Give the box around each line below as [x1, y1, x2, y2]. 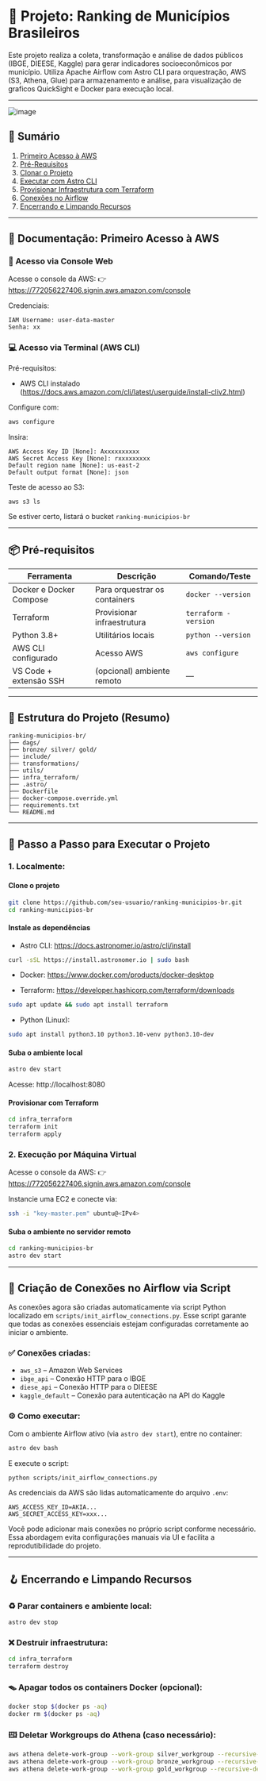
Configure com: [8, 402, 59, 412]
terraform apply [8, 1130, 62, 1138]
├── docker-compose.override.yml [8, 794, 119, 802]
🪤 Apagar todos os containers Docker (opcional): [8, 1682, 203, 1693]
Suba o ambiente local [8, 1048, 83, 1057]
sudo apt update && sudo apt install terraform [8, 1001, 169, 1009]
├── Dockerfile [8, 787, 59, 796]
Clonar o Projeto [19, 167, 74, 177]
